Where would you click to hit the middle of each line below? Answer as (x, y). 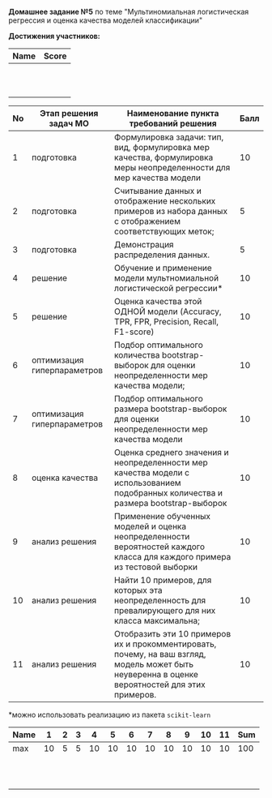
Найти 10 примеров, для (163, 580)
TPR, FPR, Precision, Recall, (167, 322)
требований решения (173, 123)
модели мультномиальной (167, 278)
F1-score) (134, 332)
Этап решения (69, 113)
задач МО (69, 123)
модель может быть (154, 664)
